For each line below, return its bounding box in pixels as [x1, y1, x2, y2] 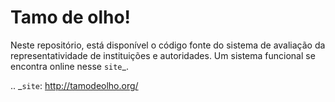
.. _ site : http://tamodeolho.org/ [10, 79, 139, 91]
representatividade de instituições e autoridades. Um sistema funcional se [10, 49, 316, 61]
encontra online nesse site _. [10, 60, 129, 72]
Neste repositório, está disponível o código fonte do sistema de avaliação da [10, 39, 326, 51]
